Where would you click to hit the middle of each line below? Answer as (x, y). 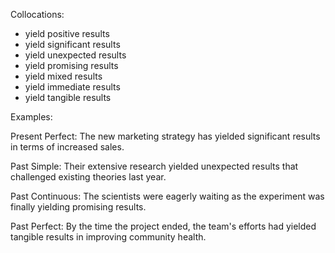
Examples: (31, 117)
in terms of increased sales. (67, 147)
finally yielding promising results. (78, 207)
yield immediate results (72, 87)
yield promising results (71, 65)
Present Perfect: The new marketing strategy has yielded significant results (165, 136)
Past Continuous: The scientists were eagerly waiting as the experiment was (167, 196)
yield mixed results (63, 76)
